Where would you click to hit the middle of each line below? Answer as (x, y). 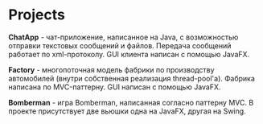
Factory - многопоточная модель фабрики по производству (111, 69)
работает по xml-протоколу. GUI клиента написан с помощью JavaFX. (129, 54)
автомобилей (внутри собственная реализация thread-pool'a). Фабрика (132, 78)
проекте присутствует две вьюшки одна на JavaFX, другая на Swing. (127, 111)
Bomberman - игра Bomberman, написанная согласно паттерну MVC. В (131, 102)
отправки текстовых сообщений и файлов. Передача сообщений (120, 45)
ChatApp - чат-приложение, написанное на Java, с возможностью (123, 37)
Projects (37, 15)
